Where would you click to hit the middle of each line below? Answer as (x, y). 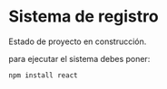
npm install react (43, 75)
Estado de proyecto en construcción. (78, 41)
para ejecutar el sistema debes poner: (79, 58)
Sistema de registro (84, 17)
